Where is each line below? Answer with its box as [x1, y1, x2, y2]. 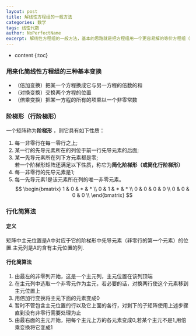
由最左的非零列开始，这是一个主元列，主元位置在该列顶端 [14, 272, 153, 279]
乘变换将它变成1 [14, 324, 53, 331]
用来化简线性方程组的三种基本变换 [6, 67, 102, 75]
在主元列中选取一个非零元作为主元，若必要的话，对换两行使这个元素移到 [14, 280, 188, 287]
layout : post [6, 8, 38, 15]
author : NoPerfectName [6, 30, 61, 36]
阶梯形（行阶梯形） [6, 112, 60, 120]
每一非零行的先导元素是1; [14, 168, 75, 175]
